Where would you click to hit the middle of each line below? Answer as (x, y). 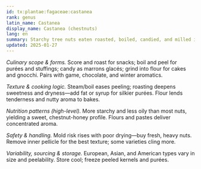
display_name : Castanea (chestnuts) (52, 28)
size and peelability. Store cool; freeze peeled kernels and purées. (88, 159)
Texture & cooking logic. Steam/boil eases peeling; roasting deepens (91, 86)
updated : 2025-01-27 (32, 46)
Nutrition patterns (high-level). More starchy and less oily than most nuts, (97, 111)
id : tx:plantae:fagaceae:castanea (49, 12)
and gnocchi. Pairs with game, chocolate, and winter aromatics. (85, 75)
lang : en (17, 34)
